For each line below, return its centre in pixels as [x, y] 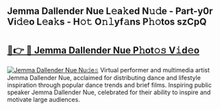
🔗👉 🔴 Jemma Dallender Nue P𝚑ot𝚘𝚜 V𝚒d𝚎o [103, 50]
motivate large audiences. [44, 99]
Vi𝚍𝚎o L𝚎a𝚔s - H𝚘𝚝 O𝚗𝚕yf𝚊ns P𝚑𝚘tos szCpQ [107, 22]
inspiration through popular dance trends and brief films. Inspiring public [110, 85]
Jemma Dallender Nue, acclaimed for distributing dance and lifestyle [104, 78]
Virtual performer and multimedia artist [155, 70]
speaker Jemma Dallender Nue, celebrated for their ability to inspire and [109, 92]
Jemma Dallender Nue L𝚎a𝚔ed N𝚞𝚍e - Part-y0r [110, 11]
